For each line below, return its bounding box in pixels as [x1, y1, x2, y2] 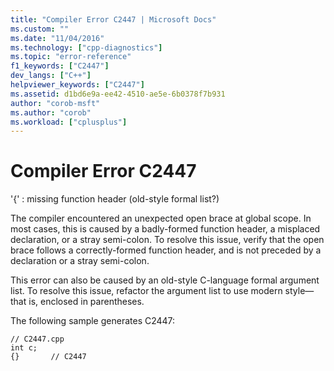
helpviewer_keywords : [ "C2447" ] [10, 80, 145, 90]
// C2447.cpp [10, 334, 65, 345]
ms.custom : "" [10, 24, 70, 34]
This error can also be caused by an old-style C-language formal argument [10, 274, 320, 286]
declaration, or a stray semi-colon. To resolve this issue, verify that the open [10, 234, 325, 246]
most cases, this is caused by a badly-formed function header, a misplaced [10, 223, 321, 235]
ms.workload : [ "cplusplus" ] [10, 117, 128, 127]
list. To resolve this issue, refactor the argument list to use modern [10, 285, 283, 297]
